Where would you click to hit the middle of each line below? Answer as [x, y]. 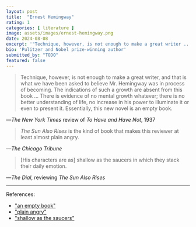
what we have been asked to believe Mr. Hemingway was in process [102, 83]
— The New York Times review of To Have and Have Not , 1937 [81, 119]
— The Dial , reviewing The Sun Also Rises [56, 177]
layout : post [22, 11]
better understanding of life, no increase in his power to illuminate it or [105, 102]
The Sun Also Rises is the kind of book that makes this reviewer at [99, 131]
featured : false [26, 60]
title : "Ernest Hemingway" [40, 17]
